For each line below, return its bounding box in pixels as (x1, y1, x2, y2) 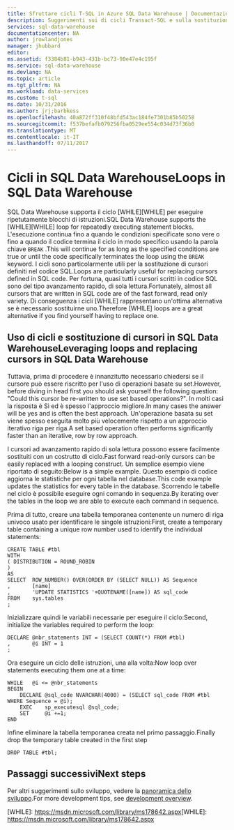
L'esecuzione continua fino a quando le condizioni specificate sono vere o (7, 230, 220, 239)
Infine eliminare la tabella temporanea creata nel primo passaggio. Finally (7, 728, 216, 737)
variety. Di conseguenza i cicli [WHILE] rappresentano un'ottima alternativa (7, 297, 223, 305)
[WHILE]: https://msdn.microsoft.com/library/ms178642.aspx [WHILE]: (7, 807, 208, 816)
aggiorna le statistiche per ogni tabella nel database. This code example (7, 474, 212, 483)
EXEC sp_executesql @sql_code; (19, 704, 120, 711)
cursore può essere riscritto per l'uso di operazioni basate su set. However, (7, 379, 221, 388)
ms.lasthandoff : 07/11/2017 (7, 140, 89, 147)
